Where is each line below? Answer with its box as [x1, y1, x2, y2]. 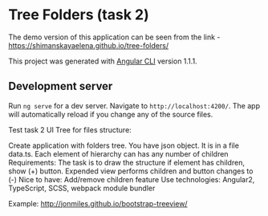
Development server [8, 79, 113, 93]
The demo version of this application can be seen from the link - [8, 32, 221, 42]
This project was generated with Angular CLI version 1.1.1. [8, 56, 198, 66]
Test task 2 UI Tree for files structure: [8, 124, 132, 134]
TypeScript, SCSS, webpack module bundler [8, 183, 156, 193]
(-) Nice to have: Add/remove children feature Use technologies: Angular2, [8, 174, 255, 184]
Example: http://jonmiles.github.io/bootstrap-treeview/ [8, 198, 188, 208]
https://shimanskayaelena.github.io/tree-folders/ [8, 40, 169, 50]
